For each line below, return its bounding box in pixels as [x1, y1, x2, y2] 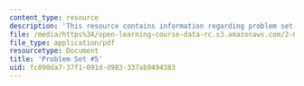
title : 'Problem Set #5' [9, 55, 103, 64]
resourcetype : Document [9, 47, 100, 56]
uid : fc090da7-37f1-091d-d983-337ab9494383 [9, 64, 176, 73]
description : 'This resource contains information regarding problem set [9, 21, 294, 30]
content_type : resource [9, 13, 100, 22]
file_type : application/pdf [9, 38, 116, 47]
